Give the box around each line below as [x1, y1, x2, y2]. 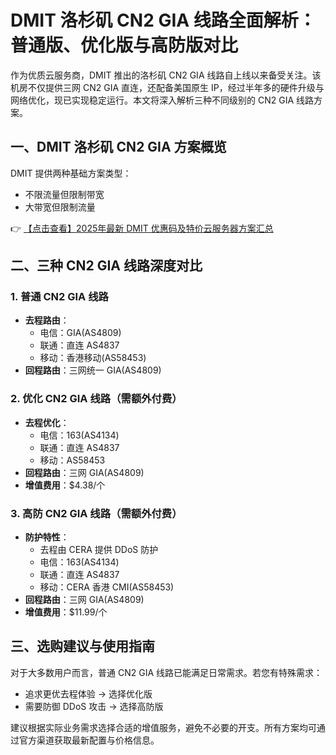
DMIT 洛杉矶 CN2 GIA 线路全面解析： [10, 9, 317, 32]
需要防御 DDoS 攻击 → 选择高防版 [24, 700, 164, 712]
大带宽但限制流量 [24, 201, 96, 213]
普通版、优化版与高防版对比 [10, 34, 239, 57]
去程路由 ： [24, 314, 70, 326]
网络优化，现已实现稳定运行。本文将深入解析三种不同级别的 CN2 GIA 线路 [10, 94, 314, 106]
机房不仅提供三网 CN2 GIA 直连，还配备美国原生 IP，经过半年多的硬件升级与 [10, 81, 325, 93]
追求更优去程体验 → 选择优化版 [24, 687, 153, 700]
